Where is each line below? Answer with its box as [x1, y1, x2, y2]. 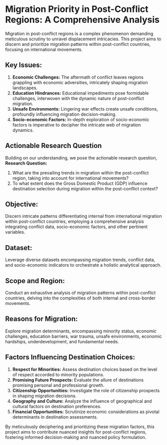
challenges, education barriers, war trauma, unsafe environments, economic [5, 333, 162, 339]
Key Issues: [5, 61, 42, 69]
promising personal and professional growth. [12, 382, 105, 388]
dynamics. [12, 127, 34, 133]
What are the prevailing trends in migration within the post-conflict [12, 169, 149, 175]
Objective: [5, 200, 38, 208]
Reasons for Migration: [5, 315, 78, 323]
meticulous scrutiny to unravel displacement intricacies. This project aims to [5, 36, 162, 42]
